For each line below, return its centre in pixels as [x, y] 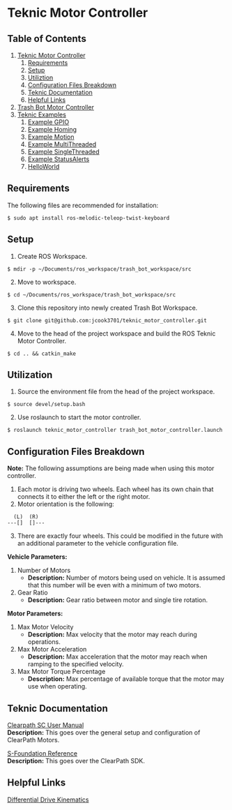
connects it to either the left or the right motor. [84, 497]
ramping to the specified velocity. [76, 664]
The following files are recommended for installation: [83, 205]
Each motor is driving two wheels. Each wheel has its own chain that [115, 489]
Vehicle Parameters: [37, 557]
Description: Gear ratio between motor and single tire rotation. [118, 600]
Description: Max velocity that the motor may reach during [112, 635]
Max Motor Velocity [45, 627]
